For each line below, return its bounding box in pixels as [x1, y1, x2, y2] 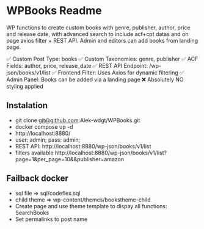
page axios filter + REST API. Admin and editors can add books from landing [6, 37, 199, 44]
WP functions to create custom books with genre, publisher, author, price [6, 24, 191, 31]
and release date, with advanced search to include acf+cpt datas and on [6, 30, 189, 37]
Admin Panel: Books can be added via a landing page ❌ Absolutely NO [6, 76, 184, 83]
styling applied [6, 82, 44, 90]
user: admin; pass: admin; [15, 136, 81, 144]
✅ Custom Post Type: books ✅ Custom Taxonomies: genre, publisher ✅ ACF [6, 55, 199, 62]
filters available [15, 149, 54, 156]
